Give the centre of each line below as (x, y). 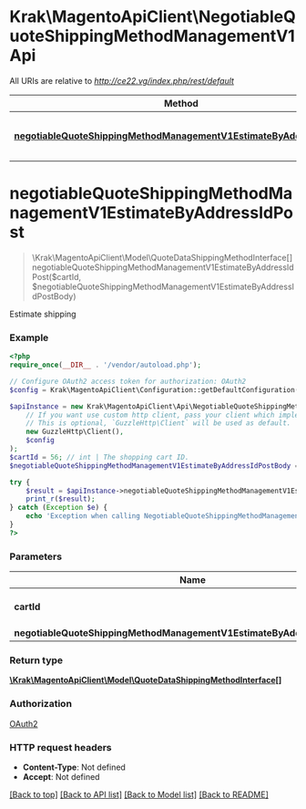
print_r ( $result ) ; (61, 499)
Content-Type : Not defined (74, 767)
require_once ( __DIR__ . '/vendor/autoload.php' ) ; (106, 365)
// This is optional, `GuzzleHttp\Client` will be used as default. (158, 423)
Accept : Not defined (61, 776)
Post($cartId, (56, 276)
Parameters (36, 556)
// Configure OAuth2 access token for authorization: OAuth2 (128, 381)
